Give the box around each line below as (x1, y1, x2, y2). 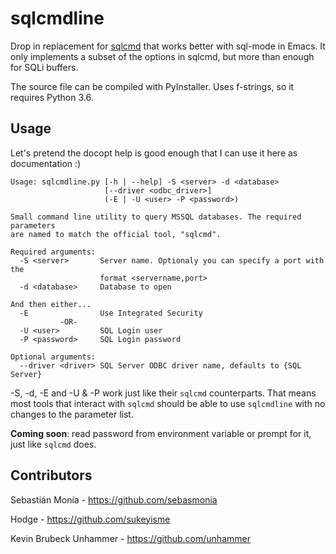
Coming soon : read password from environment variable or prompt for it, (10, 427, 312, 439)
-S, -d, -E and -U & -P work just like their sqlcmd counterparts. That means (10, 387, 317, 399)
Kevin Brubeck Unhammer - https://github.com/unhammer (10, 532, 251, 544)
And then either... (10, 299, 92, 309)
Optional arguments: (10, 352, 97, 362)
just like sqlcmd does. (10, 438, 97, 450)
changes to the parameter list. (10, 408, 134, 420)
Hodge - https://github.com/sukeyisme (10, 513, 171, 525)
